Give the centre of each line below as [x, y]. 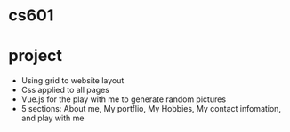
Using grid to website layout [72, 81]
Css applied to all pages [65, 90]
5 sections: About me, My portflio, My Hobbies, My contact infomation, [151, 109]
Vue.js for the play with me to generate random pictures [124, 99]
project [36, 56]
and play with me [52, 118]
